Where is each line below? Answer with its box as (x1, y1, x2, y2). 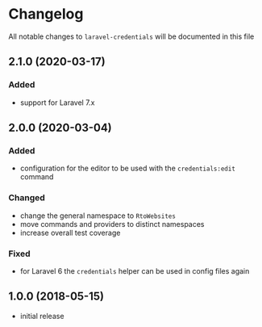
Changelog (8, 5, 84, 23)
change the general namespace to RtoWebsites (19, 211, 176, 220)
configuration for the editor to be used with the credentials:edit (19, 163, 236, 174)
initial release (19, 311, 64, 321)
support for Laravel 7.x (19, 98, 95, 107)
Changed (8, 192, 46, 203)
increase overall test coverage (19, 228, 121, 237)
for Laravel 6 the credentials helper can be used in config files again (19, 266, 250, 275)
